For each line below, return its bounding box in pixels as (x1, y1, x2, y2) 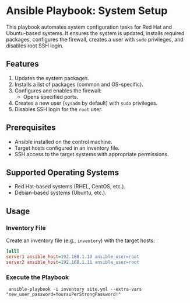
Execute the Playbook (6, 273, 69, 281)
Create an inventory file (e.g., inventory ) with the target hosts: (6, 237, 156, 244)
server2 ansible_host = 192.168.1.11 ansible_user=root (6, 259, 140, 265)
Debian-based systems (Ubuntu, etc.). (14, 189, 107, 197)
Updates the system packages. (14, 74, 89, 81)
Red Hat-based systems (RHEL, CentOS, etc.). (14, 183, 126, 190)
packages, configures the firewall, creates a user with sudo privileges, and (6, 36, 184, 43)
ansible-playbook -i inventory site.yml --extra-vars (8, 286, 142, 292)
